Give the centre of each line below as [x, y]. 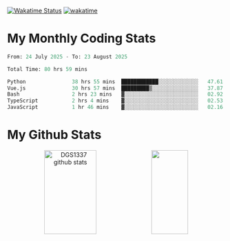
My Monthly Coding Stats [82, 39]
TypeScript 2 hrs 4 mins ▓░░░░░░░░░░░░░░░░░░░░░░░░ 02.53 [115, 101]
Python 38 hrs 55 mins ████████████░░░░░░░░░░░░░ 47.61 [115, 82]
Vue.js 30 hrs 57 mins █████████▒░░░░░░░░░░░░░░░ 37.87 [115, 88]
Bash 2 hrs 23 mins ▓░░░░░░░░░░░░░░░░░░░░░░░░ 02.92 [115, 94]
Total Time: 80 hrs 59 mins [48, 69]
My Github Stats [54, 135]
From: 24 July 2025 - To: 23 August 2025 [67, 56]
